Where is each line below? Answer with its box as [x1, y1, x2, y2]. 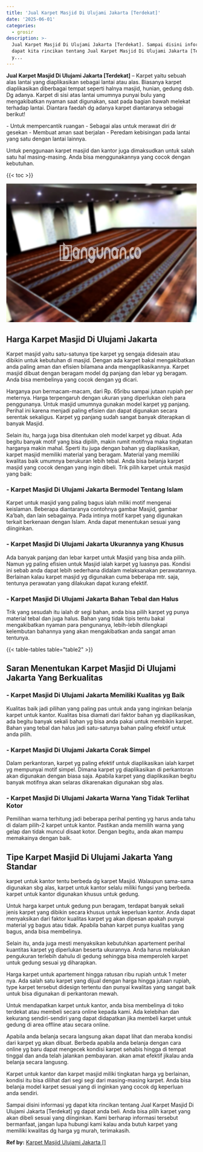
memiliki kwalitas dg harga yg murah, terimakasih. [6, 1127, 131, 1134]
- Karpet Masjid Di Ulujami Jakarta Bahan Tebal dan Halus [6, 594, 179, 603]
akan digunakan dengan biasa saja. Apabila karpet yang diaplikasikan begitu [6, 772, 196, 780]
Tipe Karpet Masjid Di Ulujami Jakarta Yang [6, 852, 173, 862]
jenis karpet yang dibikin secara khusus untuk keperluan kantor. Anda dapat [6, 909, 195, 916]
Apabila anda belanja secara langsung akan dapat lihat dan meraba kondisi [6, 1033, 193, 1040]
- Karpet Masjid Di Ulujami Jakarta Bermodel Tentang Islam [6, 485, 183, 494]
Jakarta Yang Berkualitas [6, 673, 103, 683]
